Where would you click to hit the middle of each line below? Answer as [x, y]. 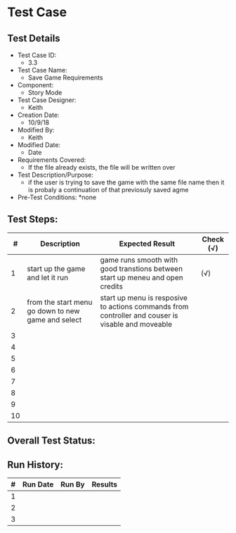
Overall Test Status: [52, 441]
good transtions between [142, 268]
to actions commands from [144, 306]
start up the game [56, 268]
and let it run [48, 277]
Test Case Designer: [47, 100]
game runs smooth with [139, 260]
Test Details [34, 38]
